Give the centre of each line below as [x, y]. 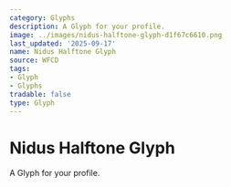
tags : [20, 69]
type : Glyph [32, 103]
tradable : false [40, 94]
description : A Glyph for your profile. [88, 26]
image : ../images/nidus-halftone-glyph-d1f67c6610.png [116, 35]
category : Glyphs [42, 18]
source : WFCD [34, 60]
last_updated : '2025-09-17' [63, 43]
